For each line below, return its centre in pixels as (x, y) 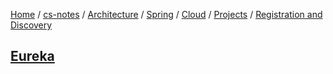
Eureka (32, 56)
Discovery (31, 25)
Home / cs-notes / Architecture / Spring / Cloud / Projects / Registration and (166, 14)
